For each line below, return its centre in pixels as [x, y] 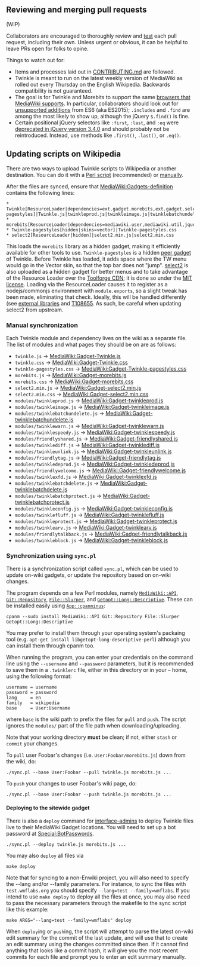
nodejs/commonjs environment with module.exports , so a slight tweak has [97, 291]
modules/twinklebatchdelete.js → [57, 483]
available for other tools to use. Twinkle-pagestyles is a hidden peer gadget [99, 252]
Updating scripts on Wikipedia [63, 154]
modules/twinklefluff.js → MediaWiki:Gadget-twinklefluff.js [90, 515]
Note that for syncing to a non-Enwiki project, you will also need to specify [98, 878]
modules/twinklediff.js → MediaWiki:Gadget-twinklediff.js [87, 445]
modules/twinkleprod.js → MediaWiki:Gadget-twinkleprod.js [89, 401]
